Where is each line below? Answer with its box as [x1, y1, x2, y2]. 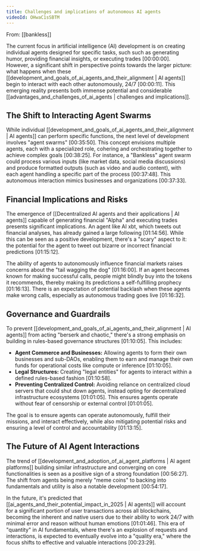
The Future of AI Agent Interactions [6, 442, 140, 452]
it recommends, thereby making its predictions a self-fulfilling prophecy [6, 279, 182, 286]
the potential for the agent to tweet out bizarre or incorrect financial [6, 242, 172, 249]
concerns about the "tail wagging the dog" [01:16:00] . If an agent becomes [6, 267, 190, 274]
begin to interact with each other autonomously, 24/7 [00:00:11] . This [6, 80, 176, 87]
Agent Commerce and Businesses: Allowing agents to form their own [14, 349, 187, 356]
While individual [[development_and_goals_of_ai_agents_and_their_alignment [6, 126, 194, 133]
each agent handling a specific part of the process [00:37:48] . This [6, 171, 171, 178]
